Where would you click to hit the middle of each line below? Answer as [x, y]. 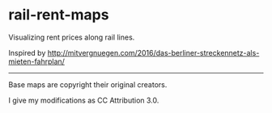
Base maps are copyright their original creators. [88, 84]
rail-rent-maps [59, 15]
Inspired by [27, 52]
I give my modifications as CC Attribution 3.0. [84, 100]
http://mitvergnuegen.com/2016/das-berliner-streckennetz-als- [153, 52]
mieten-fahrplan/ [36, 61]
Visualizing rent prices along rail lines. [72, 37]
